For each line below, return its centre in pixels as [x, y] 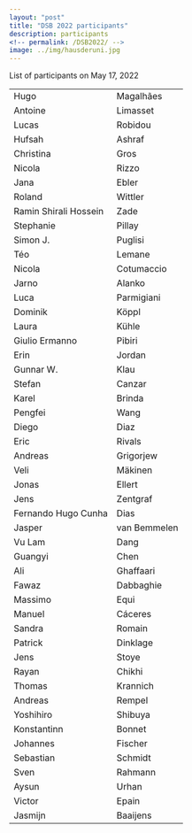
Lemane [133, 255]
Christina [32, 154]
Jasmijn [30, 815]
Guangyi [31, 557]
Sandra [29, 629]
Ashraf [130, 140]
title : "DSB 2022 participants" [69, 26]
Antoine [30, 111]
